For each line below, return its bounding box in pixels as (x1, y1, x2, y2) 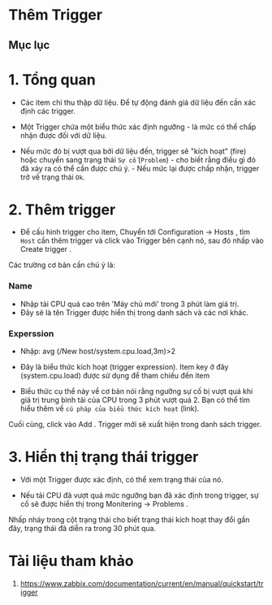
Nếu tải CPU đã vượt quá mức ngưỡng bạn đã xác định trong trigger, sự (19, 490, 259, 500)
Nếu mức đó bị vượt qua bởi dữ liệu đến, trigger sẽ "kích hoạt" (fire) (19, 146, 247, 156)
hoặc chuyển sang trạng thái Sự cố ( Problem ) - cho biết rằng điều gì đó (19, 154, 256, 164)
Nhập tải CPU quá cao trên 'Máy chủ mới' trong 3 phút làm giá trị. (19, 299, 240, 309)
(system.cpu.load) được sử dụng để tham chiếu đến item (19, 371, 210, 381)
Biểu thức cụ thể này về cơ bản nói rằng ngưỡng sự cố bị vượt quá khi (19, 387, 253, 396)
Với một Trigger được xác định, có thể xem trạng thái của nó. (19, 474, 223, 484)
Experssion (8, 327, 54, 339)
